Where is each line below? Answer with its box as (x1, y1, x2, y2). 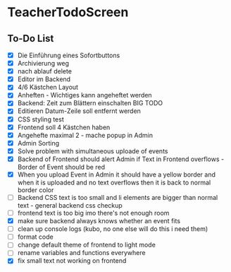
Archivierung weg (17, 59, 69, 68)
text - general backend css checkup (17, 201, 123, 209)
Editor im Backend (17, 75, 71, 83)
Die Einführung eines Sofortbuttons (17, 51, 120, 59)
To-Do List (7, 32, 54, 45)
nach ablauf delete (17, 67, 73, 76)
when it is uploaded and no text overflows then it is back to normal (17, 178, 211, 187)
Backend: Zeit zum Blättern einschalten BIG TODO (17, 99, 163, 107)
